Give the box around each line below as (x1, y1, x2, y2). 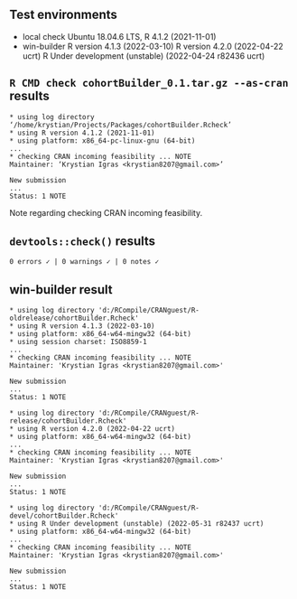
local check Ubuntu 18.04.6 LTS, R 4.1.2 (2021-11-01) (22, 31, 217, 42)
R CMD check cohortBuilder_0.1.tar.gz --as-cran (9, 77, 289, 89)
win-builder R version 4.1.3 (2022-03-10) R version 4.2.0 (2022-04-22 (22, 41, 283, 51)
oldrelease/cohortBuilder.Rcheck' (9, 314, 140, 323)
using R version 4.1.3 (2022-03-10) (17, 322, 155, 331)
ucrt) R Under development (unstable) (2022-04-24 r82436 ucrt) (22, 50, 265, 61)
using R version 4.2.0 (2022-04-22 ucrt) (17, 425, 176, 434)
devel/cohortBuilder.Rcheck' (9, 511, 119, 520)
